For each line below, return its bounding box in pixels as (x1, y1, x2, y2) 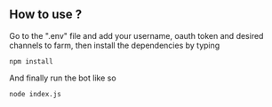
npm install (9, 57, 53, 65)
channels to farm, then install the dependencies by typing (9, 40, 220, 50)
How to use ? (9, 7, 83, 22)
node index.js (9, 89, 62, 98)
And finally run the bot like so (9, 73, 117, 83)
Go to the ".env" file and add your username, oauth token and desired (9, 30, 264, 41)
